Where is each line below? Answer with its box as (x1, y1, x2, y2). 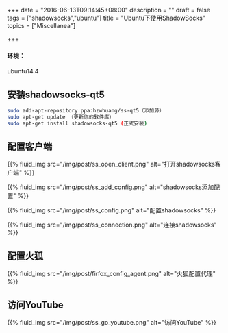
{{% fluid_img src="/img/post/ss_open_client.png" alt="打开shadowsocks (7, 160, 216, 169)
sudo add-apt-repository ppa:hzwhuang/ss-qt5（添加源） (7, 108, 165, 114)
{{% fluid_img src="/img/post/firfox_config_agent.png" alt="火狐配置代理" (7, 270, 216, 278)
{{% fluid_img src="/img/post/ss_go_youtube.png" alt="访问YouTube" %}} (7, 319, 217, 327)
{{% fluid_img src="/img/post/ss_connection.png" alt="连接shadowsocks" (7, 221, 217, 229)
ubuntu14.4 (7, 67, 39, 75)
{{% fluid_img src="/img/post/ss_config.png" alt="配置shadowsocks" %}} (7, 206, 216, 214)
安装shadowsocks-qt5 (7, 88, 105, 100)
